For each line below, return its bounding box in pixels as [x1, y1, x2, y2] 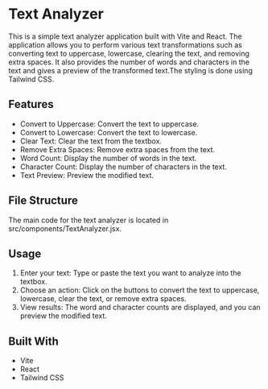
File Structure [8, 194, 78, 208]
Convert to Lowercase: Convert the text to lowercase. [19, 127, 198, 137]
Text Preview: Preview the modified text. [19, 170, 155, 180]
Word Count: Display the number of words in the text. [19, 153, 197, 163]
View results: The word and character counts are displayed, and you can [19, 303, 261, 312]
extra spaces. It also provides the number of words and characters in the [8, 57, 249, 67]
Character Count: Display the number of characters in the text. [19, 162, 228, 172]
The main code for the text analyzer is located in [8, 215, 169, 225]
